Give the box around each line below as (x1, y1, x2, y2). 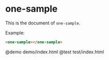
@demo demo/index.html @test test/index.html (5, 49, 104, 55)
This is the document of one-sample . (5, 20, 80, 26)
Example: (5, 29, 25, 36)
